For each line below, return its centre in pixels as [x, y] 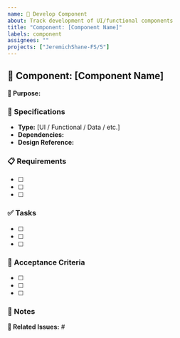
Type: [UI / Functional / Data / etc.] [69, 127]
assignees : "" [28, 41]
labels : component [35, 34]
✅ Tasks [22, 213]
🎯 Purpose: [24, 93]
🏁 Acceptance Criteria [46, 262]
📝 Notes [21, 311]
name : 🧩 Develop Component [47, 14]
